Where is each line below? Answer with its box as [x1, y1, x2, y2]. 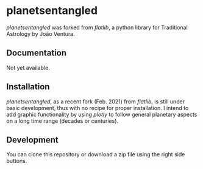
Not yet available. [6, 64, 50, 71]
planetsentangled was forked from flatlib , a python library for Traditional [6, 24, 188, 31]
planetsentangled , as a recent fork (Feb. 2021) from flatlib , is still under [6, 98, 185, 105]
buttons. [6, 157, 27, 165]
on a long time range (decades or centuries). [6, 117, 119, 125]
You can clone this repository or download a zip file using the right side [6, 151, 185, 158]
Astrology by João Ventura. [6, 30, 75, 37]
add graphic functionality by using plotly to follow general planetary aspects [6, 111, 198, 118]
